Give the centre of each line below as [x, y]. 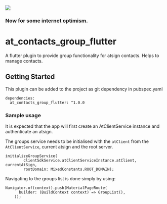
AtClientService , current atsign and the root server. [59, 146]
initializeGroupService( [31, 156]
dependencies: [20, 98]
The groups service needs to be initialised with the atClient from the [77, 141]
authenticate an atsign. [29, 131]
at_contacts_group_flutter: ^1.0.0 [47, 103]
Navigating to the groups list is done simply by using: [60, 178]
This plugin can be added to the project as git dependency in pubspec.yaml [84, 89]
